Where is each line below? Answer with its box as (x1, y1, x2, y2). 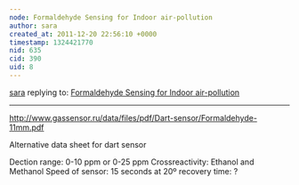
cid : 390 (9, 54, 42, 63)
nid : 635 (9, 46, 42, 55)
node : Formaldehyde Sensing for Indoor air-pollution (9, 12, 214, 22)
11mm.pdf (9, 122, 44, 133)
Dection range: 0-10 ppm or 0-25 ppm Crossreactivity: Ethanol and (9, 157, 255, 167)
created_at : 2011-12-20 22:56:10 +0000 (9, 29, 158, 38)
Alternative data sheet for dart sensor (9, 139, 147, 149)
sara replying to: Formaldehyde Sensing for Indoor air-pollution (9, 86, 240, 98)
